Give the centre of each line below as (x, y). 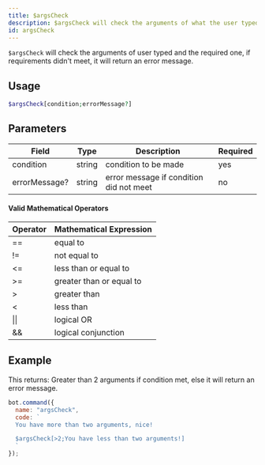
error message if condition (154, 177)
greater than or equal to (98, 282)
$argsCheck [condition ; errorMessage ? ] (70, 104)
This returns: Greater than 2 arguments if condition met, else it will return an (131, 380)
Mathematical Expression (103, 229)
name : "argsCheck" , (47, 410)
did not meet (129, 187)
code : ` (28, 417)
